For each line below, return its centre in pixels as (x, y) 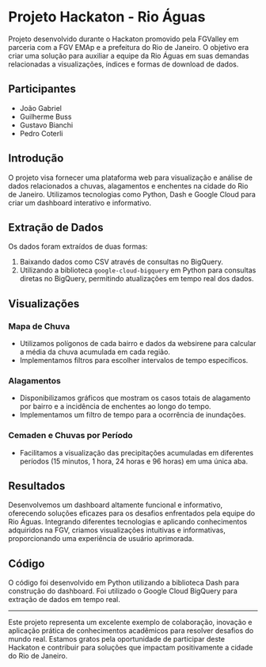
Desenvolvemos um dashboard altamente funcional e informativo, (116, 505)
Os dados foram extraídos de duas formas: (78, 246)
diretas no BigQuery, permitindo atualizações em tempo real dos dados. (137, 279)
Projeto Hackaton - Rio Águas (107, 17)
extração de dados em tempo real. (64, 600)
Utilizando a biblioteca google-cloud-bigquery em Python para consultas (138, 270)
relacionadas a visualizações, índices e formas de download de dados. (123, 64)
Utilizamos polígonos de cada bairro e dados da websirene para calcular (138, 344)
